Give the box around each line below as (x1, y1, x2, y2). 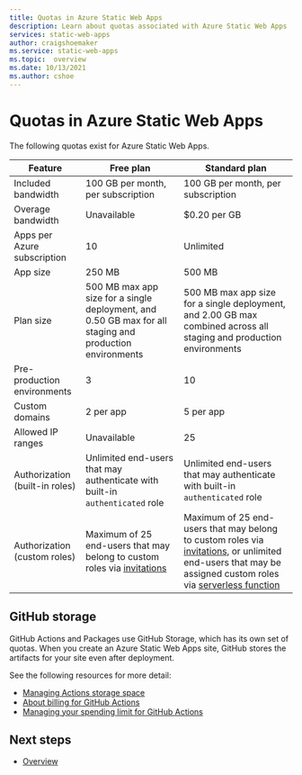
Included (13, 176, 51, 189)
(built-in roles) (13, 479, 76, 491)
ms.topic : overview (9, 55, 87, 64)
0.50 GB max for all (84, 314, 168, 327)
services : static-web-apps (9, 30, 111, 39)
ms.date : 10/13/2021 (9, 64, 87, 73)
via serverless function (183, 578, 280, 590)
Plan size (13, 314, 52, 327)
